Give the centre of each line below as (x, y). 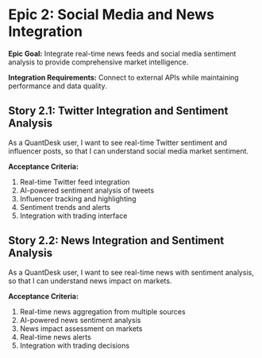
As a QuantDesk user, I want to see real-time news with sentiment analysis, (131, 272)
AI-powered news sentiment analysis (80, 320)
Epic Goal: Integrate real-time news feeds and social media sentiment (122, 53)
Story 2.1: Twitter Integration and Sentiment (118, 111)
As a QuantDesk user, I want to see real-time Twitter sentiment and (118, 142)
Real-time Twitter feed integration (75, 181)
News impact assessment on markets (81, 329)
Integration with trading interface (73, 216)
